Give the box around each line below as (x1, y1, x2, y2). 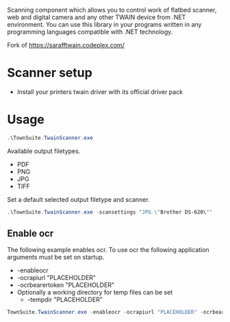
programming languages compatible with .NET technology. (7, 27, 173, 36)
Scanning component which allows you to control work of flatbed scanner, (7, 6, 217, 14)
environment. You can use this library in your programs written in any (7, 21, 202, 28)
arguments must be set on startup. (7, 253, 105, 262)
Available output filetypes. (7, 147, 81, 155)
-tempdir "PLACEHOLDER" (27, 295, 103, 304)
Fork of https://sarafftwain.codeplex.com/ (7, 41, 125, 49)
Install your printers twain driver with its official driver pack (16, 87, 183, 95)
